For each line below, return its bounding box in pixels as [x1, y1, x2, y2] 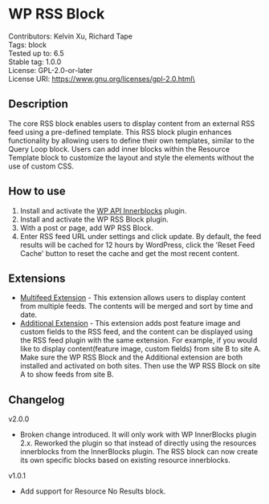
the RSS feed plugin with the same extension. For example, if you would [19, 335, 258, 345]
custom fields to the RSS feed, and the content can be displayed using [19, 327, 253, 337]
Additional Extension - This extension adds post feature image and [19, 319, 241, 328]
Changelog [8, 392, 65, 406]
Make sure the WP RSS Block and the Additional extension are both [19, 352, 243, 362]
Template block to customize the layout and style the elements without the [8, 152, 255, 162]
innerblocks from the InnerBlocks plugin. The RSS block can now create [19, 447, 259, 457]
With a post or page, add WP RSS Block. [19, 222, 154, 233]
